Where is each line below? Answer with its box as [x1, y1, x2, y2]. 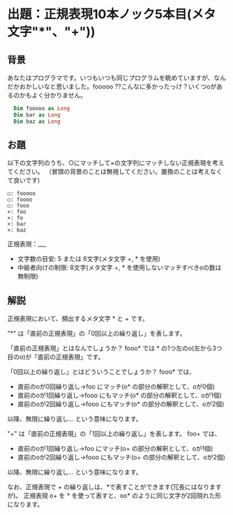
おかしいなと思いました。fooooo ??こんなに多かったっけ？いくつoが [19, 82, 217, 91]
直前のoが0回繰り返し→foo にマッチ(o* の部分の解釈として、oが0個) [17, 382, 215, 391]
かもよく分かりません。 [19, 91, 87, 99]
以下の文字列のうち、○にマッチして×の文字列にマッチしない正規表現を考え [7, 158, 225, 167]
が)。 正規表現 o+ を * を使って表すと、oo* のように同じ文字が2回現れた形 [7, 491, 222, 500]
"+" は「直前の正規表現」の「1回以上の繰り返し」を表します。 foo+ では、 [7, 430, 221, 438]
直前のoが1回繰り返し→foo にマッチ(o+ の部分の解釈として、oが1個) [17, 445, 213, 453]
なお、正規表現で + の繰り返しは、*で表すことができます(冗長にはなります [7, 483, 222, 491]
